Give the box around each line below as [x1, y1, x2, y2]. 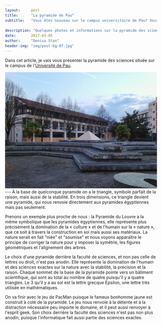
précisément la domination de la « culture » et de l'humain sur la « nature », [5, 224, 155, 230]
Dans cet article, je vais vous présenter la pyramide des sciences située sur [5, 57, 155, 63]
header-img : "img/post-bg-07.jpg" [5, 44, 75, 48]
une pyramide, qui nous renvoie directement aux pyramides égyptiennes [5, 199, 149, 205]
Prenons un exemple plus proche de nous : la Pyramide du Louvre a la [5, 214, 144, 220]
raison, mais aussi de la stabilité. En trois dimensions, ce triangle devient [5, 194, 148, 200]
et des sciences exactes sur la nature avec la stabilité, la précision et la [5, 264, 146, 270]
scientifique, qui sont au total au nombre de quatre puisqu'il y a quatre [5, 275, 145, 281]
